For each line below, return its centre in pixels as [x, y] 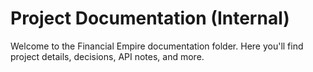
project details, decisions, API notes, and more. [107, 56]
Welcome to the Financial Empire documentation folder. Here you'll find [157, 46]
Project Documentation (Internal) [150, 18]
